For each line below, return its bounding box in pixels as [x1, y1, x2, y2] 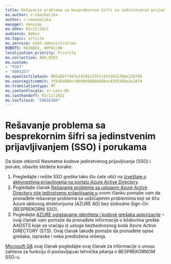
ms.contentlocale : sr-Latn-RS [5, 88, 70, 93]
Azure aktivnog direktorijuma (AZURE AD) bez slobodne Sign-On [12, 201, 149, 207]
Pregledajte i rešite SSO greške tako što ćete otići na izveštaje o [12, 174, 147, 180]
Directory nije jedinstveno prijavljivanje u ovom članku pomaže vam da [12, 190, 161, 196]
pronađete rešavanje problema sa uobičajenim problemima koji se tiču [12, 195, 160, 202]
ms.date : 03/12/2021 [5, 27, 49, 32]
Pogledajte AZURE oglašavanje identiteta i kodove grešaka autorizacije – [12, 211, 164, 218]
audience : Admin [5, 31, 40, 36]
